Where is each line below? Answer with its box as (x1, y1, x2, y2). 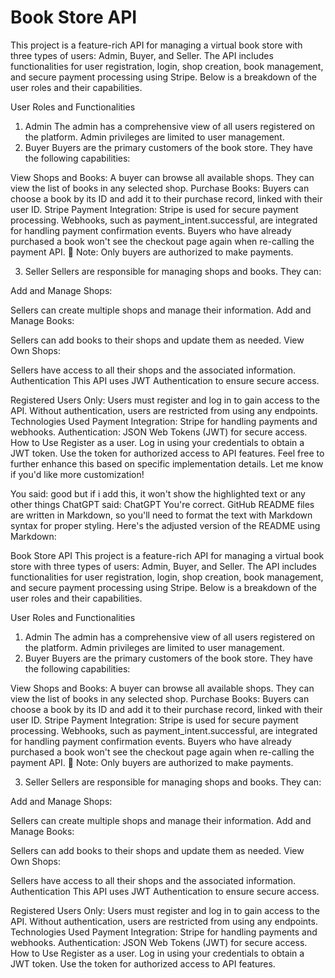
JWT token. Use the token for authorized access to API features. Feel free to (10, 447, 325, 459)
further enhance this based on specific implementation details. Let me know (10, 457, 324, 470)
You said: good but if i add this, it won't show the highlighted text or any (10, 487, 306, 500)
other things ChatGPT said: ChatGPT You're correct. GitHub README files (10, 498, 315, 510)
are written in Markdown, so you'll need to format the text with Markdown (10, 509, 313, 521)
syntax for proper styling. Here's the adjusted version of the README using (10, 519, 321, 531)
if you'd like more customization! (10, 468, 145, 480)
